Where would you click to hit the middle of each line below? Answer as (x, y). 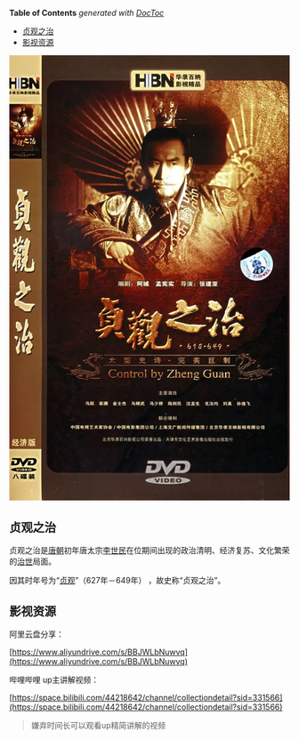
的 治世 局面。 (32, 562)
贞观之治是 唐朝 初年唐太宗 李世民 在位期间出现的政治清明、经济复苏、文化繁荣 (149, 550)
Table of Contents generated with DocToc (87, 13)
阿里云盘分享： (36, 634)
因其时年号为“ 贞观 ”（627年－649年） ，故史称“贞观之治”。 (117, 581)
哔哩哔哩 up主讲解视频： (54, 680)
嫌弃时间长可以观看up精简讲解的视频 (98, 726)
